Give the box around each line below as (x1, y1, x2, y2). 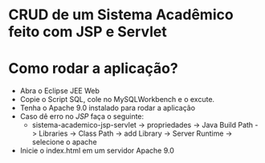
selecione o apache (31, 137, 98, 147)
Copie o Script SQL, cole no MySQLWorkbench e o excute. (19, 95, 215, 104)
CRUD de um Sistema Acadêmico (8, 6, 234, 24)
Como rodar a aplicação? (8, 59, 178, 78)
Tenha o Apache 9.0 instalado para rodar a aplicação (19, 103, 195, 113)
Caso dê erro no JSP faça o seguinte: (19, 112, 145, 121)
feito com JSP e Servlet (8, 22, 167, 41)
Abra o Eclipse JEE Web (19, 86, 100, 96)
